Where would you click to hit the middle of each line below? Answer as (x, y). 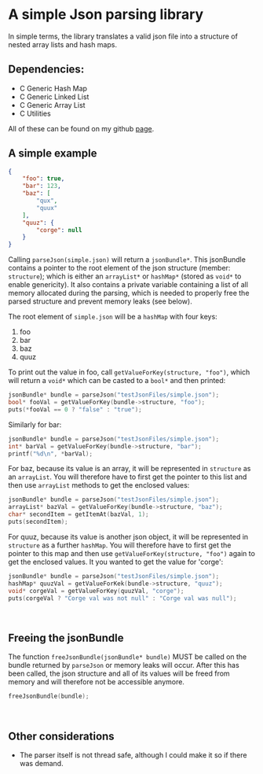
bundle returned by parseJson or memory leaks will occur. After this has (124, 665)
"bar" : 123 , (42, 186)
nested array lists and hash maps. (63, 44)
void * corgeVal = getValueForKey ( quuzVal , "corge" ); (96, 591)
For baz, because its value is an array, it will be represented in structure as (130, 469)
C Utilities (35, 113)
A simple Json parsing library (106, 15)
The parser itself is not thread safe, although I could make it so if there (133, 755)
